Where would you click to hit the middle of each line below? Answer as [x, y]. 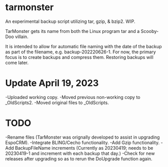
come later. [17, 62]
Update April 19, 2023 [52, 83]
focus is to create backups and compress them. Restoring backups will [79, 57]
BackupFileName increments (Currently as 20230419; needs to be [84, 148]
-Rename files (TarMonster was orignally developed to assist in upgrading [82, 137]
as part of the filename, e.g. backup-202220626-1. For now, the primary [81, 52]
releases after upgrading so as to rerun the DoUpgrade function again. [79, 158]
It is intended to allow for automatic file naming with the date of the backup [84, 46]
